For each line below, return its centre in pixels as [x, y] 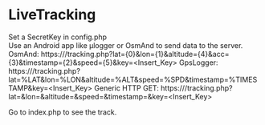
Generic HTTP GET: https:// [140, 88]
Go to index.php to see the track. [63, 112]
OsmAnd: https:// [37, 54]
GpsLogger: [199, 62]
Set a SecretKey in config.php [57, 37]
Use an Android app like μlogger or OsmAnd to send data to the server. [126, 45]
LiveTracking [52, 15]
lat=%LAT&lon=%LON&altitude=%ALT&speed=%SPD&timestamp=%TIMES [133, 79]
